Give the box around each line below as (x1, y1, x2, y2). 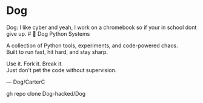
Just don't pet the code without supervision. (6, 66, 117, 73)
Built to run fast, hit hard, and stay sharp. (6, 48, 108, 55)
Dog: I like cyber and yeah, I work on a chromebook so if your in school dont (6, 24, 197, 31)
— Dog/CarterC (6, 78, 45, 85)
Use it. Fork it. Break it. (6, 60, 63, 67)
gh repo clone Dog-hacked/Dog (6, 90, 86, 97)
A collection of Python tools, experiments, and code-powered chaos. (6, 42, 178, 49)
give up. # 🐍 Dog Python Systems (6, 30, 90, 37)
